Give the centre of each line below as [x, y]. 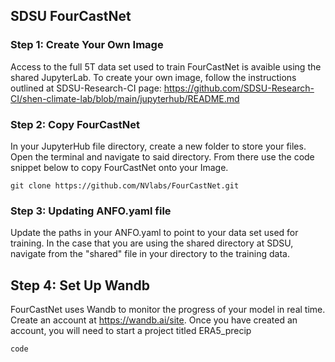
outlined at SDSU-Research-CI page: [86, 88]
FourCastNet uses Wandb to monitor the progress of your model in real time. [168, 310]
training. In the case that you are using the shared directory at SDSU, [152, 243]
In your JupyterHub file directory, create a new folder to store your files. [158, 146]
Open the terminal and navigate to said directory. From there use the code [162, 156]
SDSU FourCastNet [71, 16]
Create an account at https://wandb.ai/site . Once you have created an [154, 320]
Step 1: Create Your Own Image [87, 45]
